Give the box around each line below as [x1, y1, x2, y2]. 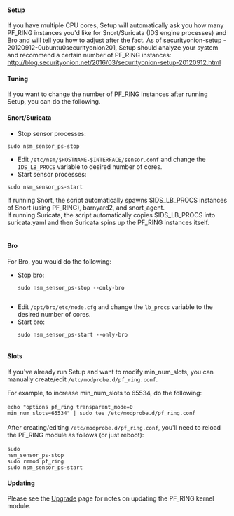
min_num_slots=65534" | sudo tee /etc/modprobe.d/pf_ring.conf [7, 410, 196, 417]
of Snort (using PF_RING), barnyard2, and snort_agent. [7, 203, 165, 212]
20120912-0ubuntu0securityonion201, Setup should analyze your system [7, 43, 219, 52]
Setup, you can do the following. [7, 97, 101, 106]
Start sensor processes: [17, 170, 87, 178]
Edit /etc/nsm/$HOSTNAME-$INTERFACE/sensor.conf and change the [17, 155, 206, 163]
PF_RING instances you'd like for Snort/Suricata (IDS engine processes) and [7, 29, 227, 37]
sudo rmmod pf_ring [7, 458, 64, 466]
